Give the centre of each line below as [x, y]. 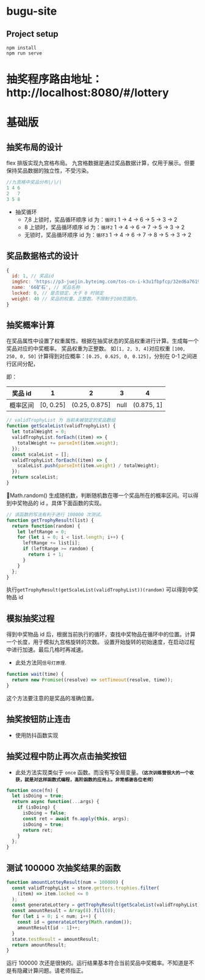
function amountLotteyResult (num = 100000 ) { [65, 882]
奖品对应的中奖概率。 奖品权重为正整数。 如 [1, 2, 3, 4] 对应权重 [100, [96, 349]
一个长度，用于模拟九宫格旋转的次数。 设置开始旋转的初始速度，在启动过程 [101, 642]
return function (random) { [46, 526]
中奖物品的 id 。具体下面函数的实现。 [58, 503]
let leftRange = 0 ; [42, 532]
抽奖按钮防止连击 [38, 720]
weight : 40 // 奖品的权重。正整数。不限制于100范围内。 [76, 299]
